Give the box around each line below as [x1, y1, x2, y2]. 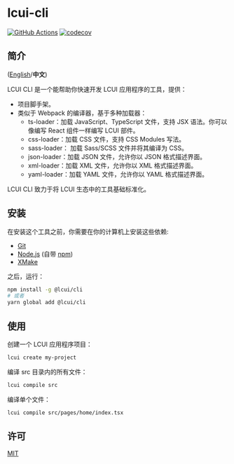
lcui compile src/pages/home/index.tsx [7, 409, 124, 416]
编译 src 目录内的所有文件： [7, 367, 88, 376]
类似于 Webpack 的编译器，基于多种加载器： [17, 109, 147, 117]
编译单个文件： [7, 395, 50, 404]
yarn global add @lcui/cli [7, 299, 86, 306]
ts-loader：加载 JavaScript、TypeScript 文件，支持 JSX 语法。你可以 [27, 117, 228, 125]
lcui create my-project [7, 354, 77, 361]
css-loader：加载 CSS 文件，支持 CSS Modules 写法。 [27, 135, 186, 143]
